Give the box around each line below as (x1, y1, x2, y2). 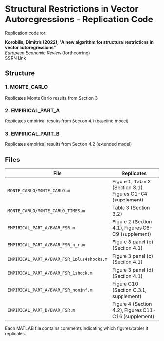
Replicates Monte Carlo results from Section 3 (5, 95, 98, 100)
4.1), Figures (112, 224, 142, 231)
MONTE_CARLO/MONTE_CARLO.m (7, 188, 70, 194)
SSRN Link (5, 55, 26, 60)
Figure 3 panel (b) (112, 239, 154, 245)
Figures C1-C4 (112, 190, 148, 197)
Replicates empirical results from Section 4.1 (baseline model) (5, 118, 129, 124)
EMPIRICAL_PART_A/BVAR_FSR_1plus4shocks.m (7, 256, 108, 262)
